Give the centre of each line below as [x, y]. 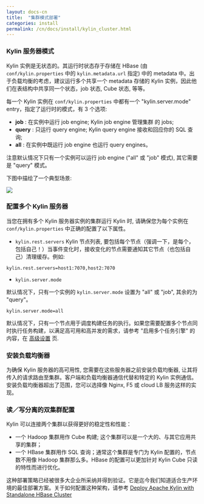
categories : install [32, 23]
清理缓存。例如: [45, 256]
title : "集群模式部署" [33, 18]
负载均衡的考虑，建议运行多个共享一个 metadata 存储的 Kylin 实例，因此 [101, 81]
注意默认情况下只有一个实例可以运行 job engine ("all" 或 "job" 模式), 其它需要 [102, 157]
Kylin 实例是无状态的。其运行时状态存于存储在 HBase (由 [77, 66]
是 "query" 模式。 [28, 165]
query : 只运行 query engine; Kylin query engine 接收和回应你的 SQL [100, 129]
